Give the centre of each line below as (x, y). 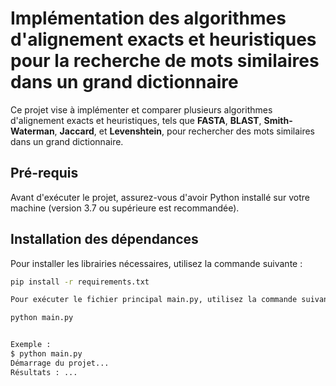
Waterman (32, 131)
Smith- (278, 120)
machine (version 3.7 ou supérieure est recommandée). (125, 208)
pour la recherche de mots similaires (165, 61)
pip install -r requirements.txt (80, 282)
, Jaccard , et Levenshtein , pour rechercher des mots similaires (184, 131)
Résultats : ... (44, 372)
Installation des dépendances (104, 239)
